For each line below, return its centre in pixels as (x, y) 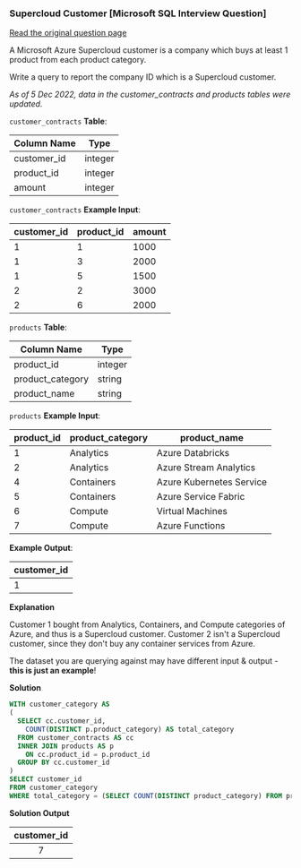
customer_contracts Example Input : (75, 210)
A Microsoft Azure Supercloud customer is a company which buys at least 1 (149, 50)
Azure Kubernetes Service (211, 482)
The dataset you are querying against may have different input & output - (144, 661)
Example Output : (41, 548)
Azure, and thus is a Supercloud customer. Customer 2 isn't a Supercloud (145, 634)
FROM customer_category (54, 788)
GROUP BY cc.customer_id (64, 763)
